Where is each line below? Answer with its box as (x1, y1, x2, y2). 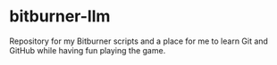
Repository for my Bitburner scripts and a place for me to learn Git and (9, 36, 268, 46)
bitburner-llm (9, 6, 111, 27)
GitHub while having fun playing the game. (9, 45, 166, 55)
